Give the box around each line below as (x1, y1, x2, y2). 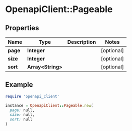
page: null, (10, 107, 35, 113)
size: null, (10, 112, 35, 117)
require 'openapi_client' (5, 94, 59, 99)
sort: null (10, 117, 33, 122)
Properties (5, 24, 39, 32)
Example (5, 81, 33, 89)
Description (67, 39, 96, 45)
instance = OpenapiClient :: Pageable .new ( (5, 103, 94, 108)
